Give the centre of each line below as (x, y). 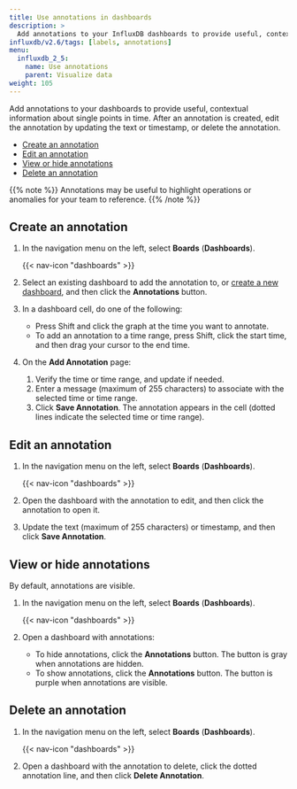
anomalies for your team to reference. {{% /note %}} (105, 199)
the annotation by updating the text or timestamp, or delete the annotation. (145, 127)
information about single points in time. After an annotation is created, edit (145, 118)
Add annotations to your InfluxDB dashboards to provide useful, (140, 34)
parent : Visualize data (69, 75)
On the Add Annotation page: (76, 362)
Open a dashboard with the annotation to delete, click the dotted (140, 766)
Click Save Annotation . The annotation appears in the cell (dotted (155, 407)
